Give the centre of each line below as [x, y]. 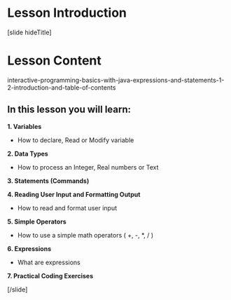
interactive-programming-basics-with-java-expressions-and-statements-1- [116, 80]
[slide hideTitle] [29, 32]
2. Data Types [28, 154]
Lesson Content [54, 61]
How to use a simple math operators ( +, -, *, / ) [85, 235]
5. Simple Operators [37, 221]
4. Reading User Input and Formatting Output [74, 194]
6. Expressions [29, 248]
